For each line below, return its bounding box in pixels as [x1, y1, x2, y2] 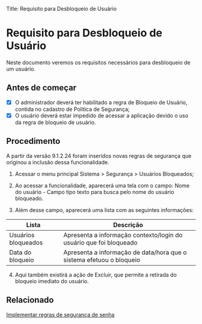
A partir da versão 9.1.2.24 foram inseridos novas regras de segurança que [6, 152, 192, 159]
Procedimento [6, 136, 61, 146]
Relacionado [6, 295, 54, 305]
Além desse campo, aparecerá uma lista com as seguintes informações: [14, 206, 194, 213]
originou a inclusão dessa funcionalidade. [6, 158, 109, 166]
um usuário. [6, 65, 36, 72]
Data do [9, 248, 32, 257]
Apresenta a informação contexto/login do [63, 231, 183, 239]
